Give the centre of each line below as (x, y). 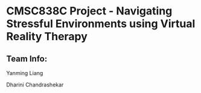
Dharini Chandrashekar (35, 85)
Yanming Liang (25, 73)
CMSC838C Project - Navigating (89, 11)
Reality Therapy (47, 37)
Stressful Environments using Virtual (101, 24)
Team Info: (27, 58)
